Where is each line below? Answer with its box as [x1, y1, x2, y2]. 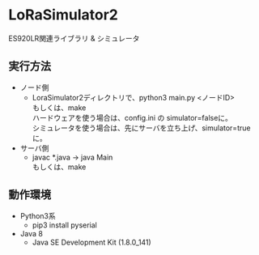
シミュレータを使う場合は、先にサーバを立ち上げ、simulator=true [32, 123, 251, 133]
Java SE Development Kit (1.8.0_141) [32, 237, 151, 247]
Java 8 [19, 228, 43, 238]
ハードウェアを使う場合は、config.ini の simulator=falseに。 [32, 113, 233, 122]
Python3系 [19, 210, 56, 220]
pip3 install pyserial [32, 220, 97, 230]
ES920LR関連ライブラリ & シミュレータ [8, 33, 140, 43]
